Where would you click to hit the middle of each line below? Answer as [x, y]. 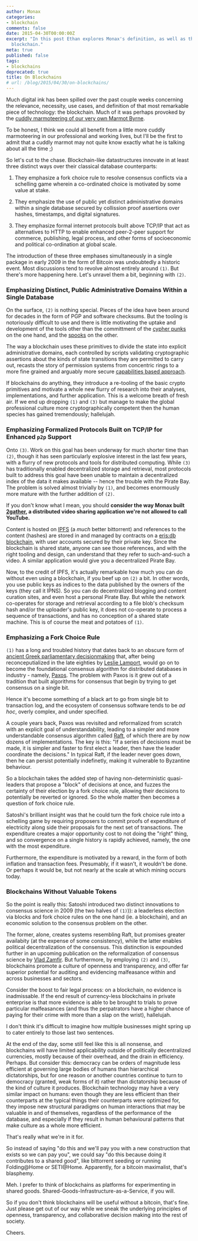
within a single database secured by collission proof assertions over [97, 208]
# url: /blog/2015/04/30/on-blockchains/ [58, 83]
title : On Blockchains [34, 77]
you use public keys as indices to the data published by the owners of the [95, 584]
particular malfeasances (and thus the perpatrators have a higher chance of [98, 1009]
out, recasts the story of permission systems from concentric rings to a [92, 366]
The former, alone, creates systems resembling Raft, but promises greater [96, 934]
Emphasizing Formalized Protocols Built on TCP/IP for [85, 430]
